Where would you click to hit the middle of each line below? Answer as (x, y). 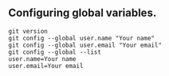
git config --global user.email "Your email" (85, 45)
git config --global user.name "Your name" (82, 38)
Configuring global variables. (83, 13)
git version (28, 31)
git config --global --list (55, 52)
